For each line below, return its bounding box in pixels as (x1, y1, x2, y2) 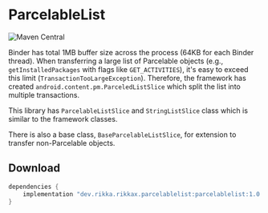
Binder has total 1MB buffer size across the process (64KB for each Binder (8, 47, 254, 57)
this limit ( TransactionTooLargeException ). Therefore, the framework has (8, 73, 246, 82)
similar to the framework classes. (8, 114, 118, 123)
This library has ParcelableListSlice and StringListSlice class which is (8, 106, 249, 115)
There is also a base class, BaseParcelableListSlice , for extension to (8, 130, 237, 139)
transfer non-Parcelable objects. (8, 138, 116, 147)
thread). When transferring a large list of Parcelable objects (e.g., (8, 56, 223, 66)
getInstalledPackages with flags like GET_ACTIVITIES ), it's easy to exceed (8, 64, 249, 74)
